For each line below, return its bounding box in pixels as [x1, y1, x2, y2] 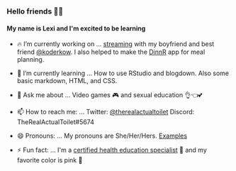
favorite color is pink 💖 [16, 156, 83, 165]
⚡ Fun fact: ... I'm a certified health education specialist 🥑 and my [16, 145, 207, 155]
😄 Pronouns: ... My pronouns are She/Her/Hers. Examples [16, 131, 188, 140]
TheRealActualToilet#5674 [16, 118, 95, 126]
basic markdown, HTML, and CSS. [16, 77, 118, 85]
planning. [16, 55, 45, 64]
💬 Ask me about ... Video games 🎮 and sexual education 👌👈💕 [16, 91, 203, 99]
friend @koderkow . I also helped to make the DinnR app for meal [16, 48, 206, 56]
